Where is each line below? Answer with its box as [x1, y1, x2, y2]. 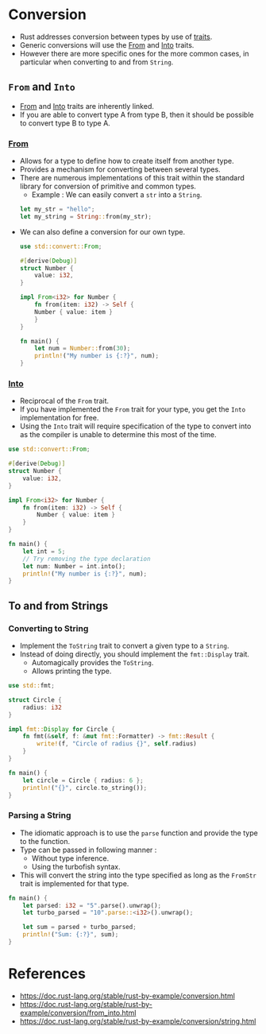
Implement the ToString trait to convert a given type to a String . [19, 641, 229, 651]
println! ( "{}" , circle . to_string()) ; [22, 784, 148, 792]
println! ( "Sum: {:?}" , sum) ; [22, 931, 119, 939]
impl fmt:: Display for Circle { [8, 725, 115, 733]
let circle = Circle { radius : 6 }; [22, 776, 145, 784]
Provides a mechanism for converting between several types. [19, 165, 221, 174]
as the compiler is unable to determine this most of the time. [19, 430, 217, 440]
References [8, 965, 86, 983]
